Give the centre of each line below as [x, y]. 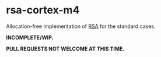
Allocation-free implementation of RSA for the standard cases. [81, 26]
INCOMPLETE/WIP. [30, 37]
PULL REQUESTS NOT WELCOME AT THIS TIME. [65, 49]
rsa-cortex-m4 [43, 10]
